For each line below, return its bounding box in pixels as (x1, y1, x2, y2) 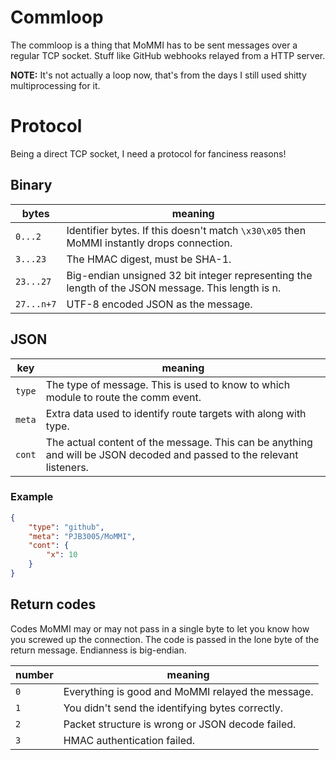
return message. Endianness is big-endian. (10, 644, 187, 656)
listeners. (45, 460, 89, 474)
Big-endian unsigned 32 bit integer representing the (66, 268, 313, 282)
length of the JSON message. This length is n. (66, 281, 282, 295)
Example (10, 490, 54, 504)
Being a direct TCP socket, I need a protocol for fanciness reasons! (10, 147, 287, 160)
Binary (10, 177, 53, 194)
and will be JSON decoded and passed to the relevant (45, 447, 299, 461)
